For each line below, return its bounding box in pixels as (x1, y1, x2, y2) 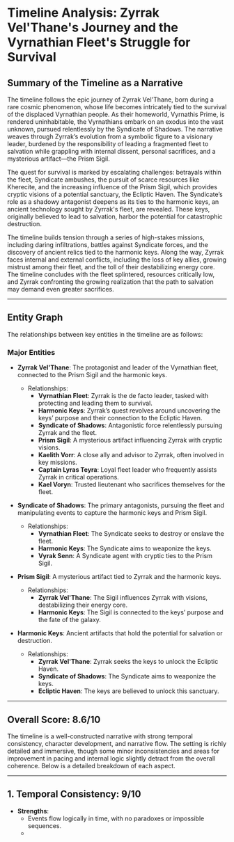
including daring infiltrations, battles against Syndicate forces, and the (7, 241, 209, 248)
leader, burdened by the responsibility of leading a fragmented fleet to (7, 140, 209, 148)
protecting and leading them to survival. (38, 399, 153, 408)
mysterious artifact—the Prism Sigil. (7, 154, 110, 163)
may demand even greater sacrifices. (7, 285, 115, 293)
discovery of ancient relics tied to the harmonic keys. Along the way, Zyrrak (7, 248, 224, 256)
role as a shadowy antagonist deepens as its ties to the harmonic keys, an (7, 198, 219, 206)
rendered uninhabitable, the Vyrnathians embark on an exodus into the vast (7, 118, 224, 126)
